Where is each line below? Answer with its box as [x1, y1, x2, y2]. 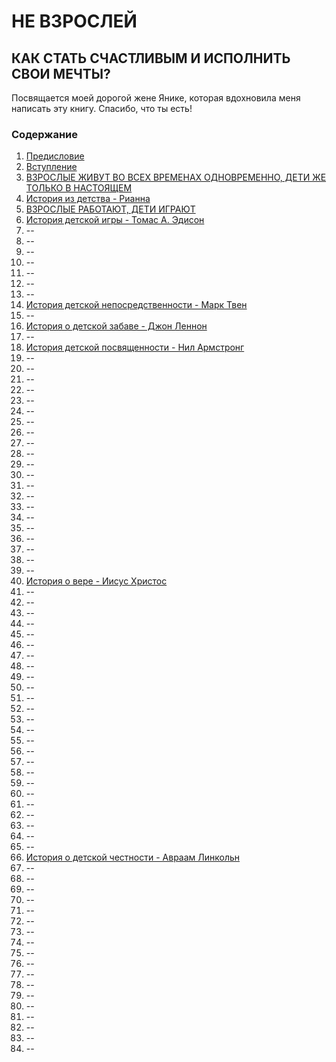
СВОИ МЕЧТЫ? [11, 65, 111, 82]
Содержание [11, 127, 79, 141]
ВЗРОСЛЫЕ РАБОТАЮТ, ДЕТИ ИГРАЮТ [25, 203, 196, 215]
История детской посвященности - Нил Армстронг [25, 341, 245, 354]
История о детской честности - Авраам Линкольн [25, 851, 241, 864]
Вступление [25, 161, 78, 173]
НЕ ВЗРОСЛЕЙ [11, 10, 138, 33]
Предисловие [25, 150, 85, 162]
